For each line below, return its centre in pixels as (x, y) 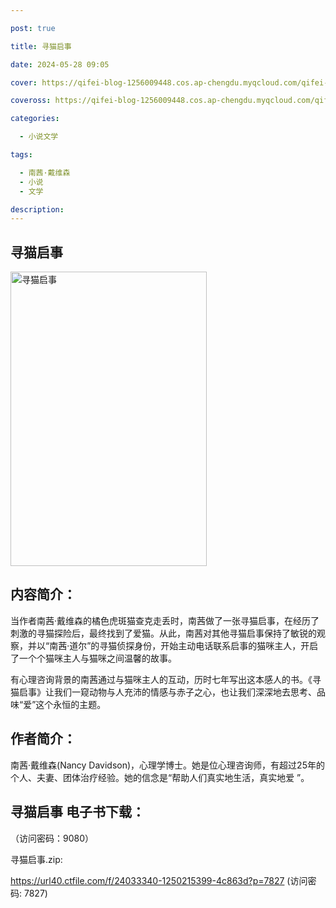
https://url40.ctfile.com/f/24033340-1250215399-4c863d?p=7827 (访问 (159, 880)
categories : (35, 119)
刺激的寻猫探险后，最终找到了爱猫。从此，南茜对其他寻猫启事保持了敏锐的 (163, 633)
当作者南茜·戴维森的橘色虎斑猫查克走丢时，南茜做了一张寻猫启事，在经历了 (165, 620)
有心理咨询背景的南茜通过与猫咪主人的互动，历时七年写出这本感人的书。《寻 (166, 679)
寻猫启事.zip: (36, 859)
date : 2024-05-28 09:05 (60, 64)
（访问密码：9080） (52, 838)
